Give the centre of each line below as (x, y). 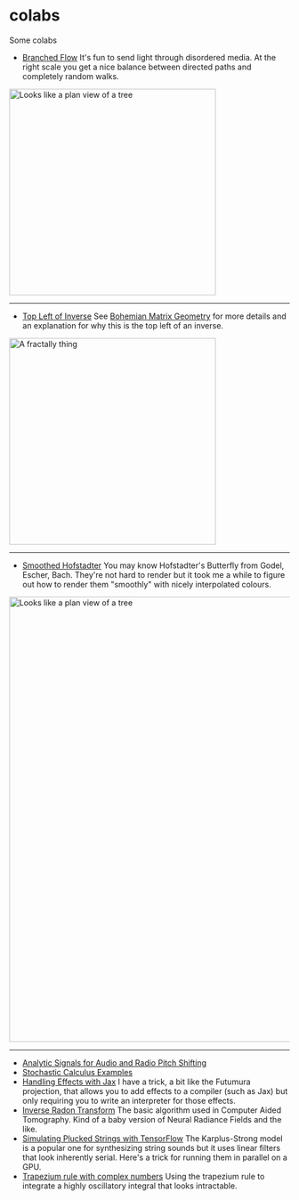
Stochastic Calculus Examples (77, 1072)
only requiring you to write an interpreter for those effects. (129, 1100)
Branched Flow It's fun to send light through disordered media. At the (149, 57)
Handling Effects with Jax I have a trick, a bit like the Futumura (136, 1082)
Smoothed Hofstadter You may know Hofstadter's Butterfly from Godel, (153, 565)
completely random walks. (70, 76)
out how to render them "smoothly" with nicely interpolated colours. (146, 584)
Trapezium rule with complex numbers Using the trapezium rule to (143, 1176)
